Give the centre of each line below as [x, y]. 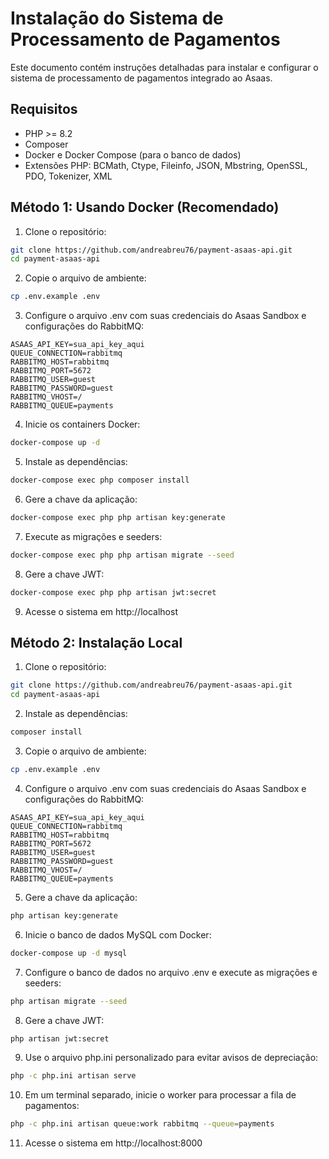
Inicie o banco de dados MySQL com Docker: [118, 934]
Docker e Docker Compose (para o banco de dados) [133, 154]
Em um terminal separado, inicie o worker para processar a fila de [160, 1095]
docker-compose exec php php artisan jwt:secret [113, 592]
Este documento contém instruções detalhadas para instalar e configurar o [164, 67]
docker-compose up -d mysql [69, 953]
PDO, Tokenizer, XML [68, 176]
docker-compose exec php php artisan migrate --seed [122, 555]
